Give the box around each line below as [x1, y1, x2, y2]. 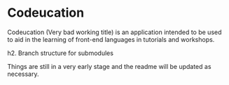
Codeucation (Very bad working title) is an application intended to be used [7, 28, 222, 36]
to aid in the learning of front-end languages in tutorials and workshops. [7, 35, 215, 43]
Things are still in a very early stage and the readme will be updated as [7, 62, 211, 70]
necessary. [7, 70, 40, 78]
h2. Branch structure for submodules [7, 49, 114, 57]
